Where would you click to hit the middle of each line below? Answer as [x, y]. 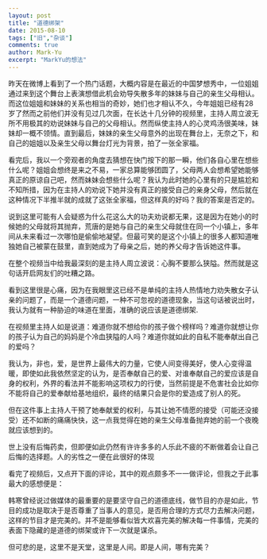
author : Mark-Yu [35, 52]
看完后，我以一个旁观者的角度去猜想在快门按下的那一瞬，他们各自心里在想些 [133, 160]
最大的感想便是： [36, 483]
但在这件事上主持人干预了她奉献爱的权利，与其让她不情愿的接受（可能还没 [130, 410]
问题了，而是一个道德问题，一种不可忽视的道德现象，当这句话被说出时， [140, 299]
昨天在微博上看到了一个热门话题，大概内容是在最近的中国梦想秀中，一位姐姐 [133, 83]
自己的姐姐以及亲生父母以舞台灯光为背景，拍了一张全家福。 [106, 143]
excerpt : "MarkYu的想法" [48, 60]
